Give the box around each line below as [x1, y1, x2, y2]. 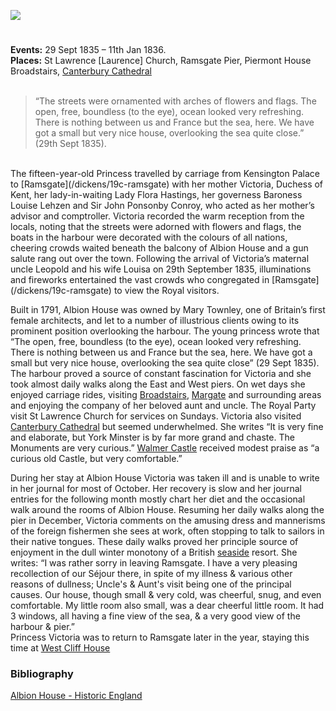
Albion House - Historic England [10, 690, 143, 702]
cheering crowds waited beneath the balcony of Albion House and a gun [10, 242, 309, 254]
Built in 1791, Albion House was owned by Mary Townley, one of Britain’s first [10, 304, 326, 316]
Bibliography [10, 667, 74, 681]
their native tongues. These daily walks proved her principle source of [10, 536, 299, 548]
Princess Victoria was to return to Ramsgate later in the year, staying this [10, 631, 310, 644]
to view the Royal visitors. [113, 285, 220, 297]
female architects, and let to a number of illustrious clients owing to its [10, 315, 300, 327]
